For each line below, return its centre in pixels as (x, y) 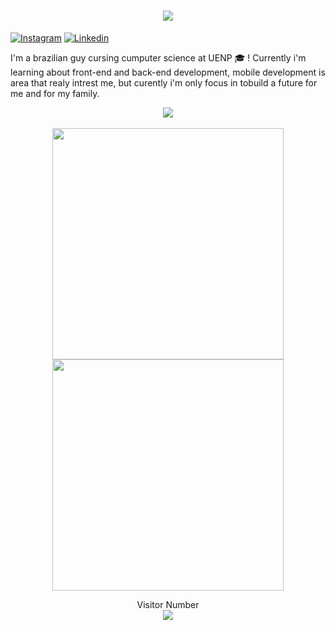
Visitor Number (168, 604)
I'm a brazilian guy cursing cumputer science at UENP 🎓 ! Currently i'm (158, 57)
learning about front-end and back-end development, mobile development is (168, 72)
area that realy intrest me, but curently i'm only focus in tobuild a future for (164, 82)
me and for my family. (55, 93)
